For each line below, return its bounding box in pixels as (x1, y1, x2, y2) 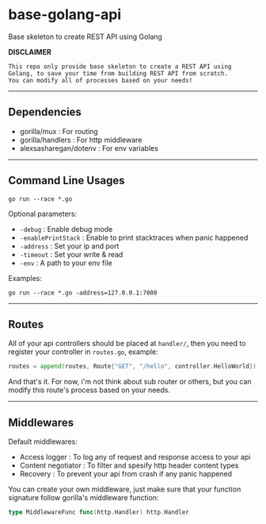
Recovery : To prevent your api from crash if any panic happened (19, 469, 232, 479)
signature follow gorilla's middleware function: (8, 493, 159, 503)
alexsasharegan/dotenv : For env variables (19, 143, 158, 152)
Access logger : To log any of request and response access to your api (19, 453, 251, 462)
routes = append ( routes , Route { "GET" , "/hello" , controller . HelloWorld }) (8, 363, 257, 371)
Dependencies (8, 106, 82, 119)
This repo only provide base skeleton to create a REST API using (8, 62, 232, 71)
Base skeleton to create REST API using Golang (8, 32, 162, 41)
